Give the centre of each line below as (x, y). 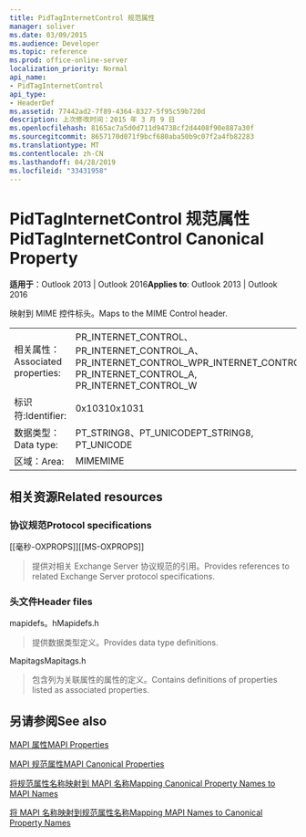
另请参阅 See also (58, 721)
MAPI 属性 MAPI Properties (59, 745)
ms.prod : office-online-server (69, 60)
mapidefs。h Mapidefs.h (55, 623)
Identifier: (46, 416)
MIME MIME (100, 461)
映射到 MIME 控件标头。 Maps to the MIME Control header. (118, 314)
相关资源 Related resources (87, 497)
